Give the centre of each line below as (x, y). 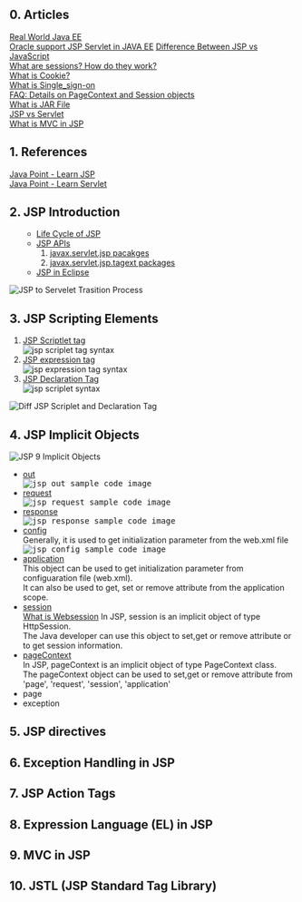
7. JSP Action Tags (63, 794)
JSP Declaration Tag (61, 379)
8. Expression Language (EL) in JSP (111, 824)
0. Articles (39, 15)
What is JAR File (40, 104)
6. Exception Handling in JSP (92, 763)
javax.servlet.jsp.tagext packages (112, 263)
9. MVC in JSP (50, 855)
